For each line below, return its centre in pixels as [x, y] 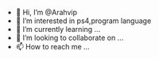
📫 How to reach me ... [52, 47]
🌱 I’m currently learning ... [58, 29]
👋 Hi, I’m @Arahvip [47, 12]
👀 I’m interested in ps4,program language [83, 21]
